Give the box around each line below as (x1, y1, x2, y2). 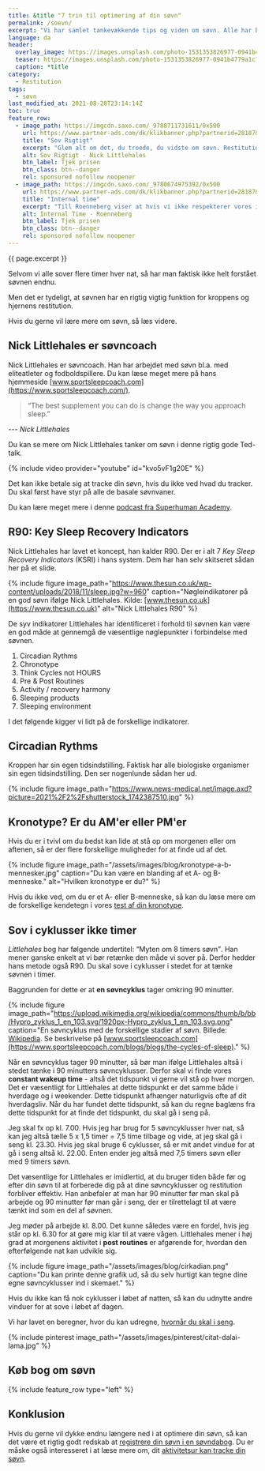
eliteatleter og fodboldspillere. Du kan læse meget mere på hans (8, 368, 217, 378)
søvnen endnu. (8, 277, 57, 287)
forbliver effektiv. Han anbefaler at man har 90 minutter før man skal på (8, 1188, 240, 1198)
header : (8, 41, 34, 49)
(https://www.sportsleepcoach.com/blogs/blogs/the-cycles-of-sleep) (8, 1042, 234, 1052)
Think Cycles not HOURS (19, 668, 101, 677)
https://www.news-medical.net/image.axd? (111, 784, 252, 794)
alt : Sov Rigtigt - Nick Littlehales (22, 151, 147, 159)
